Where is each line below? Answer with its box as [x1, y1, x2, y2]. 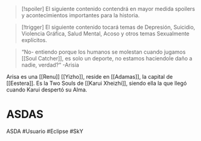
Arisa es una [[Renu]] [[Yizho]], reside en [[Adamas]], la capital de [6, 73, 173, 80]
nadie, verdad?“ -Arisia [21, 61, 79, 68]
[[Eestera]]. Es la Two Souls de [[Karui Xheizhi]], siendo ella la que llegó [6, 79, 188, 87]
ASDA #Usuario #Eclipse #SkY [6, 128, 84, 135]
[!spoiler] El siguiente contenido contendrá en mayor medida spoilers [21, 5, 196, 12]
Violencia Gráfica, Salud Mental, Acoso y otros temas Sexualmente [21, 30, 190, 37]
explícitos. [21, 37, 48, 43]
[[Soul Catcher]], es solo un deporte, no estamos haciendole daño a [21, 55, 192, 62]
